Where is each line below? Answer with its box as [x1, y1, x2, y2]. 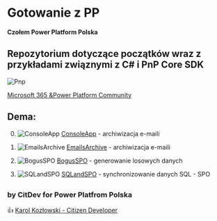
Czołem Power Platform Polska [7, 28, 99, 36]
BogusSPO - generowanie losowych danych [56, 156, 183, 165]
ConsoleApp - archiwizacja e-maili [61, 129, 160, 138]
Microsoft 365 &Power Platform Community [7, 90, 132, 99]
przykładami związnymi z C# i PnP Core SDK [7, 59, 204, 71]
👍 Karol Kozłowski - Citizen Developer [7, 206, 118, 215]
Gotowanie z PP [7, 5, 100, 21]
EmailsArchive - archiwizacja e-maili [66, 142, 170, 151]
